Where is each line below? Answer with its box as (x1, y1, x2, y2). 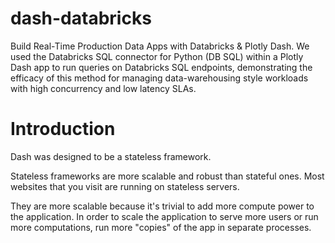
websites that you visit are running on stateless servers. (10, 180, 240, 192)
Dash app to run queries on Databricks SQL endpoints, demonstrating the (10, 61, 313, 73)
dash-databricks (10, 7, 152, 30)
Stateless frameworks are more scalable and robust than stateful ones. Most (10, 170, 325, 182)
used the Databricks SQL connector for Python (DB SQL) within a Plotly (10, 50, 304, 62)
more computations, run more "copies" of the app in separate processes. (10, 221, 312, 233)
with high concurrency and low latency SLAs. (10, 82, 197, 94)
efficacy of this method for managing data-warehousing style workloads (10, 72, 309, 84)
